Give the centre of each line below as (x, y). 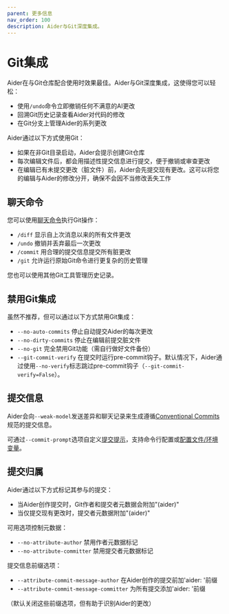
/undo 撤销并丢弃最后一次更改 (59, 243)
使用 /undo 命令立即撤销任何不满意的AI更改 (76, 106)
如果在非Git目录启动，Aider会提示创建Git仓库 (81, 153)
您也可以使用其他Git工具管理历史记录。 (63, 275)
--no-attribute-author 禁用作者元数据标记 (78, 542)
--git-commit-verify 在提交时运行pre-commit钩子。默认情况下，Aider (117, 357)
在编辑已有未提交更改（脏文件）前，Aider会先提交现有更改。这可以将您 (118, 170)
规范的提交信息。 (31, 425)
